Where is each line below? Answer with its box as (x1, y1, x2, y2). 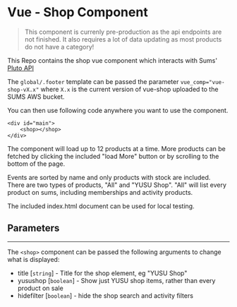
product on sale (17, 284, 63, 292)
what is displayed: (7, 255, 60, 263)
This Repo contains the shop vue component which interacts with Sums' (7, 56, 217, 64)
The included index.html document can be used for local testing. (7, 202, 195, 210)
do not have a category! (24, 42, 95, 51)
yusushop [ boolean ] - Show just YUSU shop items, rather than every (17, 276, 216, 284)
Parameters (7, 222, 60, 234)
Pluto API (7, 64, 34, 72)
